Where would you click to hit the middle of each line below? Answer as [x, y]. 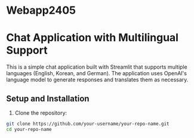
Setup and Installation [48, 98]
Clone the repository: [41, 113]
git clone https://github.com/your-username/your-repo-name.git [88, 124]
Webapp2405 [41, 10]
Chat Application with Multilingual [93, 38]
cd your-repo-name [29, 129]
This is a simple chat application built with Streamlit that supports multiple [97, 67]
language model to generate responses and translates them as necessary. [97, 80]
